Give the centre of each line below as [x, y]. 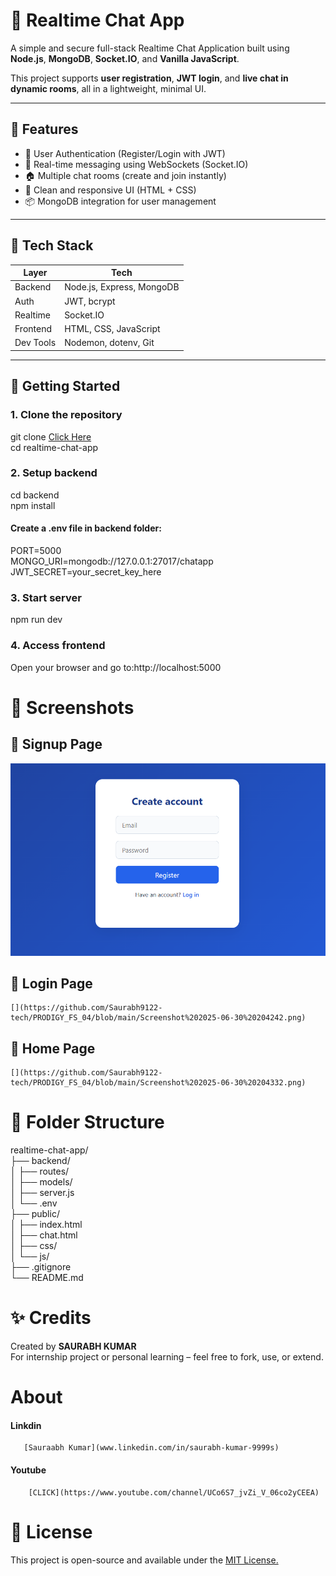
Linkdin [26, 1425]
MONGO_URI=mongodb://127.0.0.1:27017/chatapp [112, 561]
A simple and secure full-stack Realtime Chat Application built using [150, 48]
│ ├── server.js [42, 1193]
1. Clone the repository [66, 415]
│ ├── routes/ [40, 1171]
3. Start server [46, 597]
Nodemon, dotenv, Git [109, 343]
